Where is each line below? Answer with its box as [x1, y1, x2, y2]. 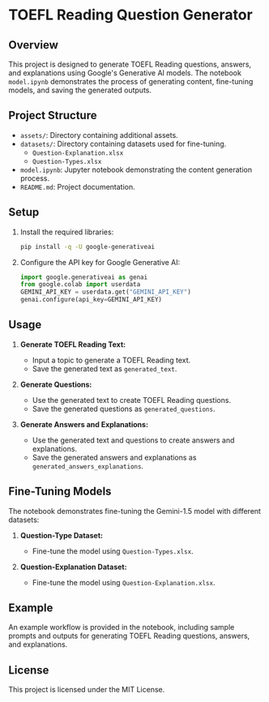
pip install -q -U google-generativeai [19, 242, 156, 250]
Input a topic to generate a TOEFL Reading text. [32, 355, 191, 365]
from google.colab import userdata [19, 280, 141, 289]
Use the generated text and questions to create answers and [32, 435, 235, 445]
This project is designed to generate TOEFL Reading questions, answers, [8, 59, 252, 69]
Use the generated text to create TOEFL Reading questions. [32, 395, 232, 405]
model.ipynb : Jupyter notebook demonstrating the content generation [19, 165, 253, 174]
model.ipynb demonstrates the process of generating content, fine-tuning [8, 77, 254, 86]
